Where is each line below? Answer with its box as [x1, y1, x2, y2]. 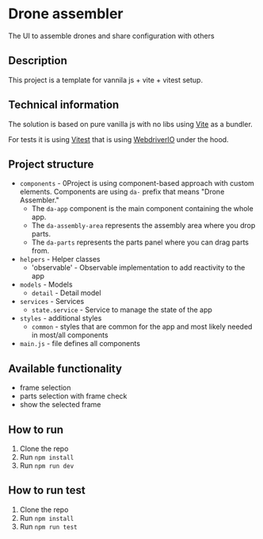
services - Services [19, 297, 85, 306]
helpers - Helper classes [19, 255, 101, 264]
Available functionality [8, 362, 123, 375]
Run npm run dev [19, 461, 74, 470]
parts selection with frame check [19, 391, 128, 401]
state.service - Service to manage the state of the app [31, 305, 212, 314]
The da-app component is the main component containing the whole [31, 204, 253, 214]
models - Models [19, 279, 73, 290]
